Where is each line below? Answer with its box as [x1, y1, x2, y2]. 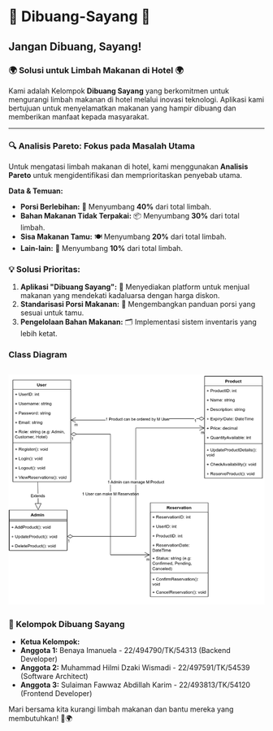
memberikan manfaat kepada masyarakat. [8, 111, 149, 121]
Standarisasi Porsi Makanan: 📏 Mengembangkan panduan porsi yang [19, 300, 256, 309]
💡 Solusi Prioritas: [8, 264, 81, 275]
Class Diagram [8, 349, 67, 361]
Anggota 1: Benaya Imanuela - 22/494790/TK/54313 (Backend [19, 645, 232, 655]
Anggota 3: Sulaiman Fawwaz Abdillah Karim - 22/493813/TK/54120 [19, 680, 250, 690]
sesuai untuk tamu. [19, 308, 84, 318]
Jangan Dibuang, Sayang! [8, 40, 142, 54]
